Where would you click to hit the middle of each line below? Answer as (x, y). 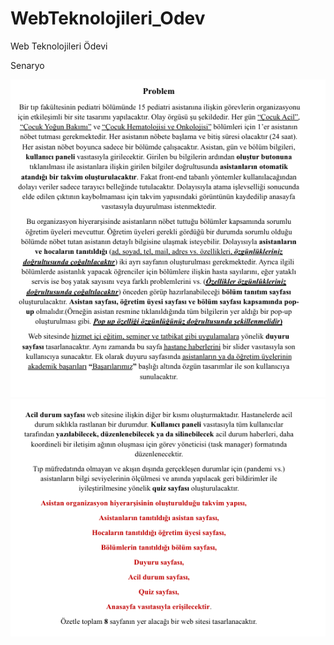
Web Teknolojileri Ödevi (59, 46)
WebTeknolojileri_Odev (108, 18)
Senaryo (27, 65)
